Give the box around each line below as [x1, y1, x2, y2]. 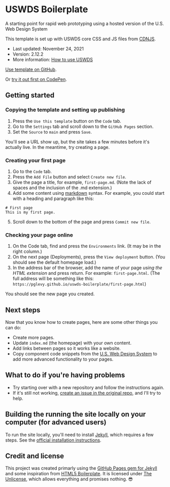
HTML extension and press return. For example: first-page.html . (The [12, 270, 160, 276]
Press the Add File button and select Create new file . [12, 173, 127, 180]
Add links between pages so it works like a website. [12, 345, 121, 351]
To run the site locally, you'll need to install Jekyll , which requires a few [5, 431, 154, 438]
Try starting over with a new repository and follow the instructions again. [12, 384, 164, 391]
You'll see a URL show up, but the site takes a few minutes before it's [5, 139, 150, 145]
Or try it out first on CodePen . [5, 76, 67, 82]
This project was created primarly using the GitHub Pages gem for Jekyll [5, 465, 157, 471]
